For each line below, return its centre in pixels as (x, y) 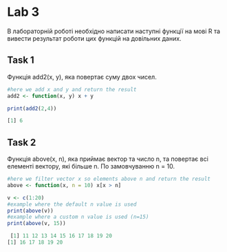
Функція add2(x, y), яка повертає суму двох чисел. (82, 77)
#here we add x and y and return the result (72, 89)
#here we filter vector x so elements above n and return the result (109, 179)
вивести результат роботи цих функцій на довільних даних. (94, 38)
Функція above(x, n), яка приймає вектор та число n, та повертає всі (108, 159)
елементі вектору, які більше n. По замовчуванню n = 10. (91, 166)
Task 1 (21, 60)
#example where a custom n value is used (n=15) (78, 217)
